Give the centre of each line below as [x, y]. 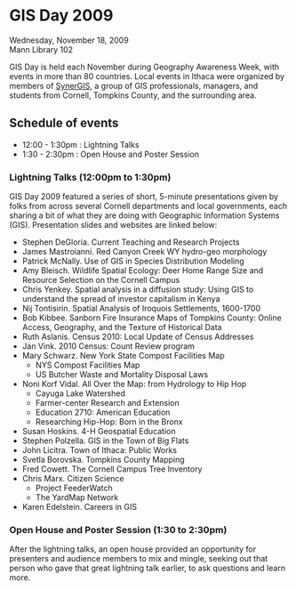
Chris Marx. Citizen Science [73, 479]
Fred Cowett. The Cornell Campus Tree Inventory [112, 469]
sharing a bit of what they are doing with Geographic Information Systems [144, 215]
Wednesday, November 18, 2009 [69, 40]
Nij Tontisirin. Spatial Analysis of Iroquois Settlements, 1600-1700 [141, 309]
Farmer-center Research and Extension [107, 403]
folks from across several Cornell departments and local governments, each [148, 206]
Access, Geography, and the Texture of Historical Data [122, 327]
